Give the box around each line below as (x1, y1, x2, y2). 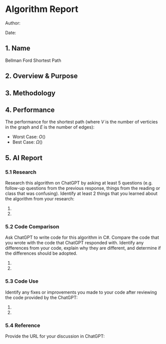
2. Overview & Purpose (5, 72, 78, 80)
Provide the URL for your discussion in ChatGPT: (5, 333, 105, 339)
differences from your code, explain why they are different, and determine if (5, 245, 161, 251)
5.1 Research (5, 169, 36, 175)
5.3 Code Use (5, 278, 39, 285)
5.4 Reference (5, 322, 40, 329)
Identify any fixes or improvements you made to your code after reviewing (5, 289, 157, 295)
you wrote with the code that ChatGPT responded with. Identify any (5, 240, 144, 246)
